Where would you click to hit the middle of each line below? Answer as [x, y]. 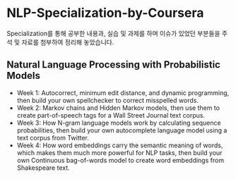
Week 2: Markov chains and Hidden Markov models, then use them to [118, 108]
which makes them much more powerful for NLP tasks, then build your [119, 152]
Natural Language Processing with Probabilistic [113, 65]
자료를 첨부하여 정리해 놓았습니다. [68, 42]
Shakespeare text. [43, 168]
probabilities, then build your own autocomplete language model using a [122, 130]
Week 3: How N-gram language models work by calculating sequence [119, 123]
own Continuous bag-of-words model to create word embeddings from [120, 160]
